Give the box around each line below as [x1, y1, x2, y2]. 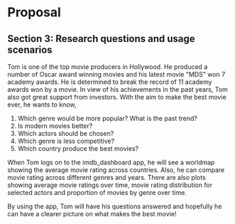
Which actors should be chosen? [17, 129, 114, 137]
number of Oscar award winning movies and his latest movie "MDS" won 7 [7, 70, 226, 78]
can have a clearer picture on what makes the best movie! [7, 210, 177, 218]
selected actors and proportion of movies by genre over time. [7, 188, 187, 196]
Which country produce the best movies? [17, 144, 139, 153]
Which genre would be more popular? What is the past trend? [17, 114, 197, 122]
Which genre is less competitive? [17, 137, 115, 145]
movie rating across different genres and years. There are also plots [7, 174, 206, 181]
